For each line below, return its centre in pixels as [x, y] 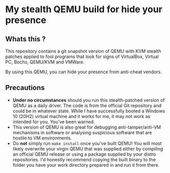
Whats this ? [26, 39]
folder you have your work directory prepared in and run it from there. [86, 165]
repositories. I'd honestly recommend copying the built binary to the [84, 159]
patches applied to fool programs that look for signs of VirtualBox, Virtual [82, 56]
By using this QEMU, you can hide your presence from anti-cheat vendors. [83, 72]
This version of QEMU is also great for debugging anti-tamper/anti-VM [87, 127]
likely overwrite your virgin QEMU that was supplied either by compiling [88, 149]
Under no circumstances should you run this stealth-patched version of [89, 100]
